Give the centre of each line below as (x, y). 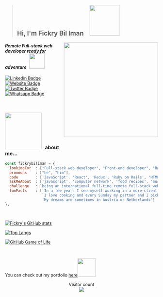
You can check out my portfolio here (41, 275)
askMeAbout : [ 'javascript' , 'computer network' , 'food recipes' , (79, 182)
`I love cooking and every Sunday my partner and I (95, 196)
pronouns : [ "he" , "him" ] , (40, 173)
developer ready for (25, 51)
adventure (16, 67)
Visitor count (81, 284)
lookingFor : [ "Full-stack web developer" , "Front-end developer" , (80, 168)
